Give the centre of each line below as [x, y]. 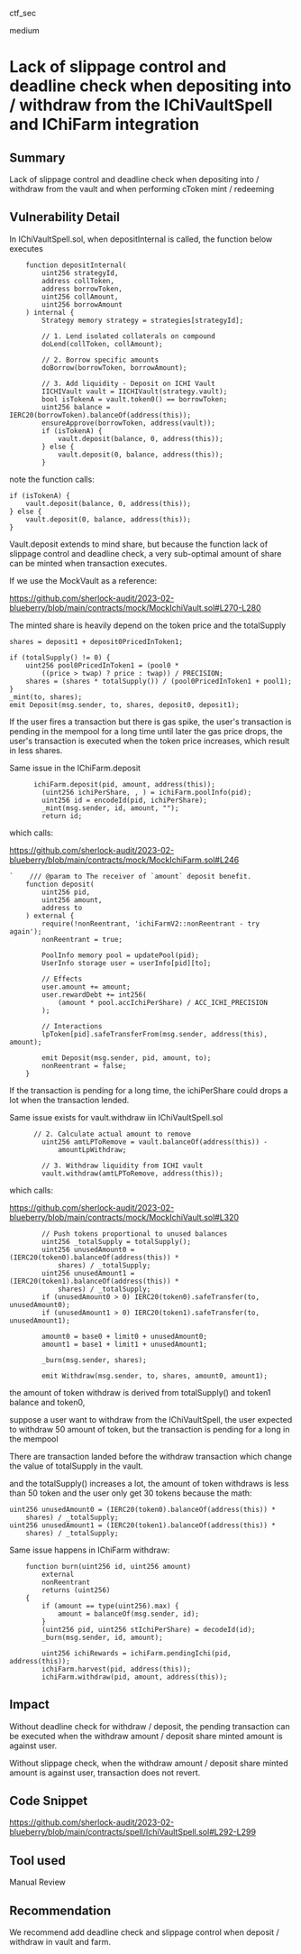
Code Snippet [49, 1801]
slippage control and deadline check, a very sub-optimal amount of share [146, 553]
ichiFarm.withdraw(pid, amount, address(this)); [135, 1677]
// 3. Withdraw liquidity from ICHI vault [123, 1166]
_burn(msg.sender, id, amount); [103, 1637]
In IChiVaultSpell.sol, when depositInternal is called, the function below [141, 239]
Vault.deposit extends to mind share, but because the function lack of [139, 544]
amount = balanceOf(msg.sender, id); [128, 1614]
